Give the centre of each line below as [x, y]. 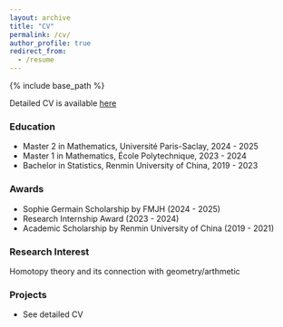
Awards [27, 189]
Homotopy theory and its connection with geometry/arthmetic [125, 271]
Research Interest [49, 252]
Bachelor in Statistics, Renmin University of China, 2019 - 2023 [140, 166]
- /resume [36, 60]
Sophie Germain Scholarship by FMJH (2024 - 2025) [121, 208]
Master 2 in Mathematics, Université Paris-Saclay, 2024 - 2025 [140, 147]
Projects [28, 294]
